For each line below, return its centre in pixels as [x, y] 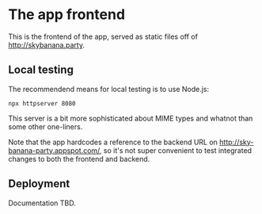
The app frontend [66, 15]
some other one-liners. [46, 126]
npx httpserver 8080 [42, 103]
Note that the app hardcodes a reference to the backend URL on [113, 142]
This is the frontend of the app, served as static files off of [103, 36]
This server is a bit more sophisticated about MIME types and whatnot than [131, 118]
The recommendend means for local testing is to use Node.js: [109, 89]
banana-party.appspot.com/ [54, 150]
